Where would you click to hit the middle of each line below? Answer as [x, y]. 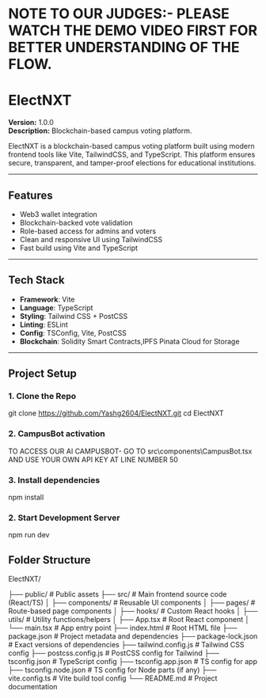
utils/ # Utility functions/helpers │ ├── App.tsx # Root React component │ [129, 620]
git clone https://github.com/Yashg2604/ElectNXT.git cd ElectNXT [116, 413]
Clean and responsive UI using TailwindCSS [91, 239]
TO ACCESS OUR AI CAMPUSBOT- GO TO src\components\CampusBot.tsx [130, 451]
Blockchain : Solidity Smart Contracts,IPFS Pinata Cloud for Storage [129, 341]
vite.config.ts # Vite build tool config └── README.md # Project [113, 678]
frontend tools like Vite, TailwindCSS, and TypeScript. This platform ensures [132, 154]
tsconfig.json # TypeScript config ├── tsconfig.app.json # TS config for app [133, 662]
